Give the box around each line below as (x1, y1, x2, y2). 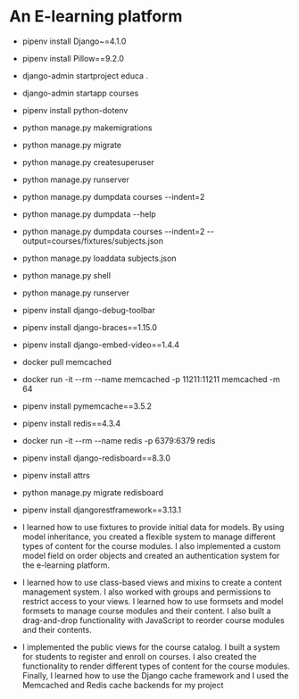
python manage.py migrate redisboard (21, 487, 163, 497)
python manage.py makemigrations (21, 122, 153, 133)
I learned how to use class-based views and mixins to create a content (21, 577, 283, 587)
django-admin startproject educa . (21, 70, 149, 81)
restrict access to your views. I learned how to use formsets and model (21, 595, 284, 606)
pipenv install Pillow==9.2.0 (21, 53, 125, 63)
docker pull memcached (21, 356, 112, 367)
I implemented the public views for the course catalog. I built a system (21, 641, 281, 653)
